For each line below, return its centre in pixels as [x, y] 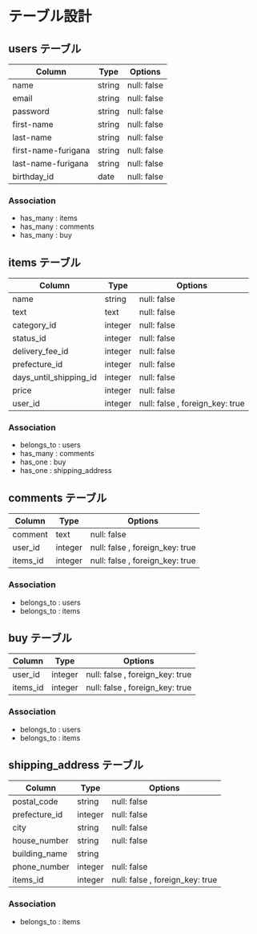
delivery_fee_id [40, 352]
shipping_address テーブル [76, 765]
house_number [41, 841]
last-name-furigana [50, 163]
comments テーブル [58, 498]
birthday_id [33, 176]
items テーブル [45, 262]
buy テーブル [40, 638]
